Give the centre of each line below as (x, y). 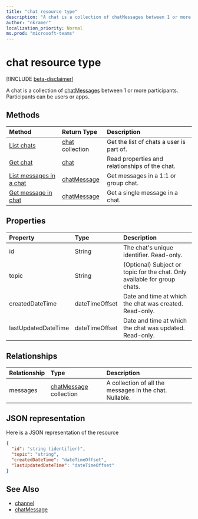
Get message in (31, 192)
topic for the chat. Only (155, 272)
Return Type (79, 132)
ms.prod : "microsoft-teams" (41, 34)
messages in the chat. (137, 390)
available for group (149, 279)
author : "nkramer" (29, 22)
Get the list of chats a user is (146, 142)
